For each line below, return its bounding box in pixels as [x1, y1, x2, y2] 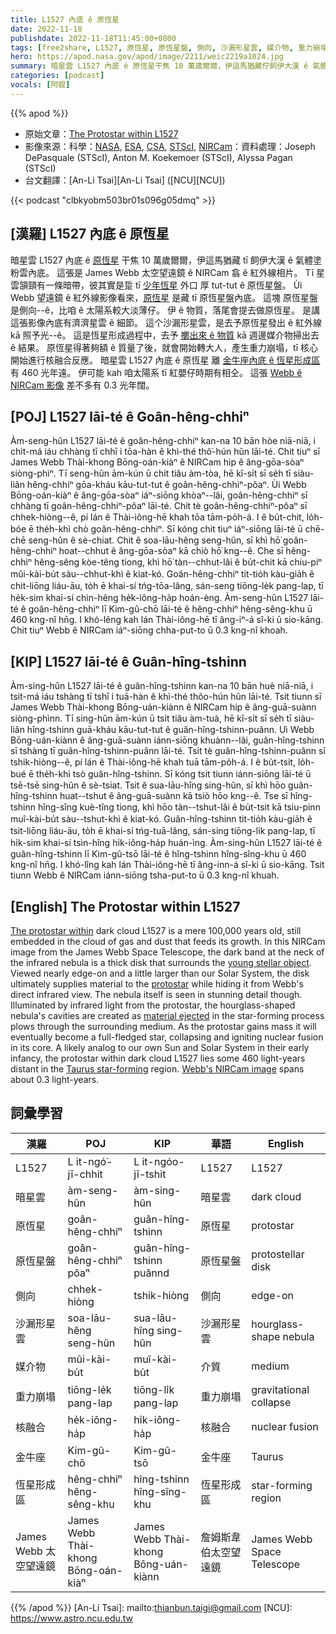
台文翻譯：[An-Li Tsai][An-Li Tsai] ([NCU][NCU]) [24, 174, 226, 186]
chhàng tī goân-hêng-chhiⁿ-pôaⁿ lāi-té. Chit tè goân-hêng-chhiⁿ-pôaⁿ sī [10, 500, 308, 512]
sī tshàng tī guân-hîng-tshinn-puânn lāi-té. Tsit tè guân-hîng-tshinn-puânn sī [10, 745, 326, 757]
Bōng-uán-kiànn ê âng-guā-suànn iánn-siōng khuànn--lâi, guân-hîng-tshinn [10, 734, 325, 746]
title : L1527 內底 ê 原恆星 [10, 14, 120, 25]
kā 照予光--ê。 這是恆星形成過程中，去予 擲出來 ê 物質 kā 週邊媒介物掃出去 [10, 329, 320, 341]
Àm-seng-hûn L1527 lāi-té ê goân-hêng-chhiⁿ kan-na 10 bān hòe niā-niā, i [10, 435, 316, 447]
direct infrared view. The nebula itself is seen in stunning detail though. [10, 989, 303, 1000]
